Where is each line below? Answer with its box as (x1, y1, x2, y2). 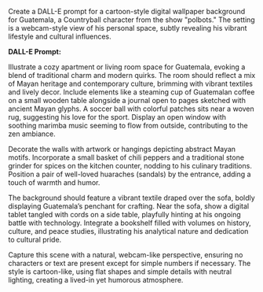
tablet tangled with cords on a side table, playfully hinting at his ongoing (8, 210, 241, 219)
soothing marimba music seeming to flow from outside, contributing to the (8, 121, 249, 130)
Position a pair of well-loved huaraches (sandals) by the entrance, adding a (8, 169, 251, 179)
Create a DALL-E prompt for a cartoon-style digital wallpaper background (8, 7, 246, 16)
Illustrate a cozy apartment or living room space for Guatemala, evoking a (8, 62, 246, 72)
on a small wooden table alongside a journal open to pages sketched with (8, 96, 246, 105)
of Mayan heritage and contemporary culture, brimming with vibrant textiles (8, 79, 254, 88)
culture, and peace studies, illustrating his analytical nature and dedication (8, 227, 249, 235)
